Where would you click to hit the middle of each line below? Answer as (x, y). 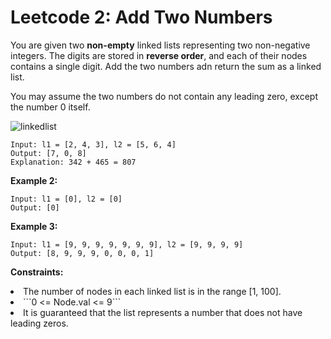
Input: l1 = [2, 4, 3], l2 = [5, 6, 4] (93, 144)
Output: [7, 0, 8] (48, 153)
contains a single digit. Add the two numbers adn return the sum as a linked (166, 66)
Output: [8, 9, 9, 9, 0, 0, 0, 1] (82, 253)
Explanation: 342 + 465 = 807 (73, 162)
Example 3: (34, 226)
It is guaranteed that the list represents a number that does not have (163, 312)
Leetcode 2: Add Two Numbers (141, 17)
